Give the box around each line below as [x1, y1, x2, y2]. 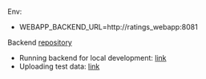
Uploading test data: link [18, 61, 100, 71]
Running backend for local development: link [18, 53, 167, 62]
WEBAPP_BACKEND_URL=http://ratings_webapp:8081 [18, 22, 198, 31]
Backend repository [7, 38, 73, 47]
